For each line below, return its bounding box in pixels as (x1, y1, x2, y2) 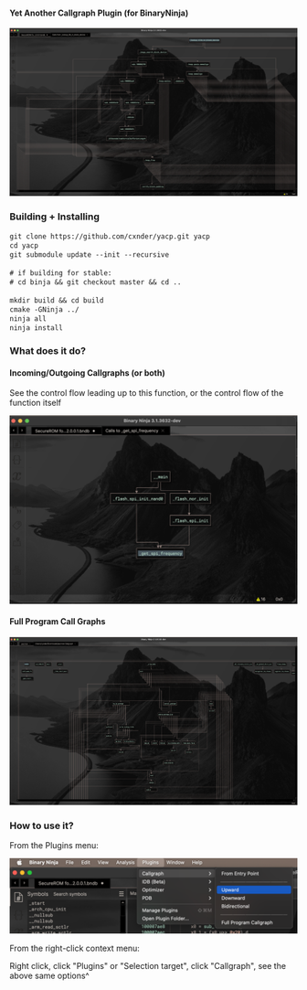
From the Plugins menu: (9, 840, 99, 851)
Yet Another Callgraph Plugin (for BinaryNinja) (9, 7, 189, 18)
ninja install (9, 324, 64, 333)
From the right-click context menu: (9, 942, 140, 954)
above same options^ (9, 970, 90, 982)
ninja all (9, 314, 48, 324)
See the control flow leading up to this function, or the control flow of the (9, 388, 284, 399)
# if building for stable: (9, 269, 112, 278)
